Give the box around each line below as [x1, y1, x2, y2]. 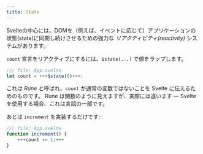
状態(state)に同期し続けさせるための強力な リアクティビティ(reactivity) [6, 34, 186, 42]
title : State [6, 9, 40, 15]
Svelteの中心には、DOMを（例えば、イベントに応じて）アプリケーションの [6, 26, 196, 34]
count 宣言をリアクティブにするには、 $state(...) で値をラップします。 [6, 55, 187, 62]
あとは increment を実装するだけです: [6, 113, 101, 120]
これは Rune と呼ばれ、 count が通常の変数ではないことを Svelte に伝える [6, 85, 191, 92]
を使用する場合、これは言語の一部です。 [6, 100, 109, 107]
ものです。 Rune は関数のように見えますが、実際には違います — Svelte [17, 93, 196, 100]
